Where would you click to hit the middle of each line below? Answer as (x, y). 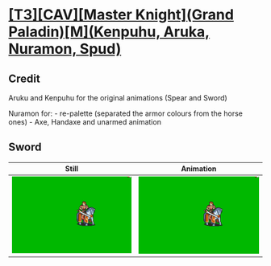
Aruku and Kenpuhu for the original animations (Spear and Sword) (118, 98)
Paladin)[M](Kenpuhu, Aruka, (109, 32)
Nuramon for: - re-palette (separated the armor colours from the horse (126, 113)
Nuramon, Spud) (65, 49)
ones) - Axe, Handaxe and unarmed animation (85, 122)
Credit (24, 78)
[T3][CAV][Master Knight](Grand (121, 15)
